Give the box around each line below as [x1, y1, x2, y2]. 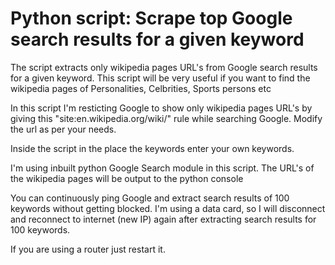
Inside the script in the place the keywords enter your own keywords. [10, 142, 295, 154]
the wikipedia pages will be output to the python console [10, 172, 244, 184]
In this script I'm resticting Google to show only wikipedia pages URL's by [10, 102, 313, 114]
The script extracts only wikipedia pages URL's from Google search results [10, 61, 318, 73]
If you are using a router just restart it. [10, 243, 166, 255]
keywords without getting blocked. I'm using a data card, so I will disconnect [10, 202, 326, 214]
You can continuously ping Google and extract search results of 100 [10, 192, 290, 204]
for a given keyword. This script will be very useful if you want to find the [10, 72, 311, 84]
